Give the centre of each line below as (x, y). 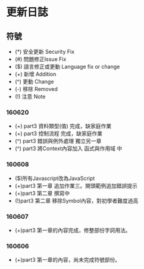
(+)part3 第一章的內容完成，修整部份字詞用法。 (73, 230)
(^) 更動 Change (34, 82)
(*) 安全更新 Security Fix (45, 52)
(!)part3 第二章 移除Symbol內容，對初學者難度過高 (76, 200)
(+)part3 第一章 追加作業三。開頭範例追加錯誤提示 (76, 185)
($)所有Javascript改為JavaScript (55, 178)
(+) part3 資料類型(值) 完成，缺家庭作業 (63, 126)
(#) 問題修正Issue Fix (40, 59)
